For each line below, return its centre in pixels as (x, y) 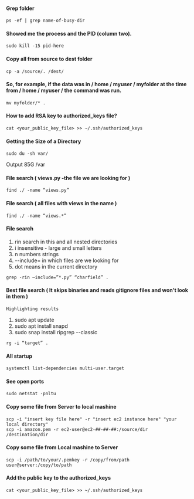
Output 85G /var (26, 165)
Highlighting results (33, 309)
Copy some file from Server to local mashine (61, 407)
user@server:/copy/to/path (39, 465)
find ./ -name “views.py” (38, 191)
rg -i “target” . (27, 343)
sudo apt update (34, 320)
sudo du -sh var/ (27, 154)
